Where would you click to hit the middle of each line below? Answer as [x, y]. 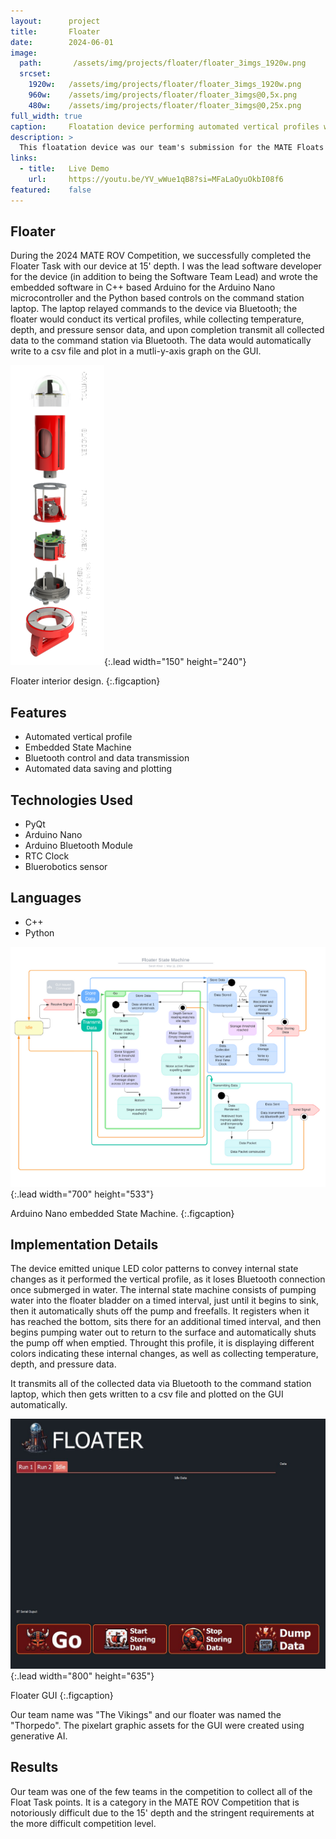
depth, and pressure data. [63, 1364]
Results [34, 1767]
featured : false [51, 190]
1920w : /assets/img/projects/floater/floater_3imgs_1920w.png [165, 85]
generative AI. [39, 1736]
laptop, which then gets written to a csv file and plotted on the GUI [147, 1394]
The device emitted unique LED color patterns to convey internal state [154, 1269]
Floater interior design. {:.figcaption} [85, 681]
